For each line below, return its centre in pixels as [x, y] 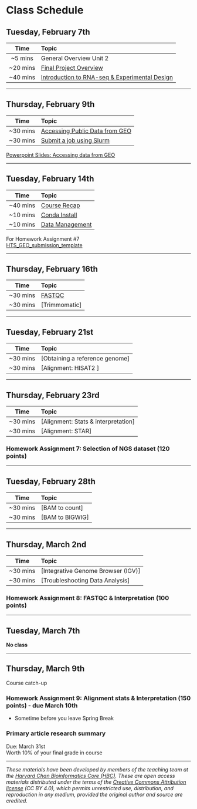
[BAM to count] [62, 508]
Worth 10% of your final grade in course [54, 753]
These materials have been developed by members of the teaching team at [97, 769]
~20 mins [22, 68]
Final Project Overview [72, 68]
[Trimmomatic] [61, 305]
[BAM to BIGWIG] [65, 517]
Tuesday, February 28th [51, 481]
